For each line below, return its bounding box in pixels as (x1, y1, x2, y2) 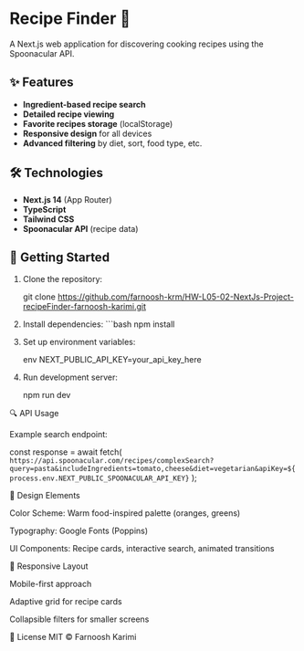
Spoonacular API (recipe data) (22, 223, 139, 234)
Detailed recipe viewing (22, 109, 115, 120)
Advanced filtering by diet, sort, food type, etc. (22, 137, 203, 149)
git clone (22, 291, 57, 302)
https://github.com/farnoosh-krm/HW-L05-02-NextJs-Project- (58, 291, 294, 302)
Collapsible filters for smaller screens (9, 614, 150, 625)
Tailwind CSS (22, 214, 75, 225)
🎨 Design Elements (9, 490, 80, 501)
